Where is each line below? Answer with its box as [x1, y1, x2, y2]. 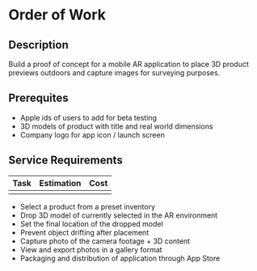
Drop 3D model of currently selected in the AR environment [19, 210, 218, 220]
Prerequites [8, 91, 69, 105]
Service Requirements [8, 154, 123, 167]
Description [8, 38, 69, 52]
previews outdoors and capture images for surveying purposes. [8, 68, 221, 78]
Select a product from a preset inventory [19, 201, 156, 211]
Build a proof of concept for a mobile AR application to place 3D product [8, 59, 249, 69]
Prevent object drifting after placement [19, 227, 150, 237]
